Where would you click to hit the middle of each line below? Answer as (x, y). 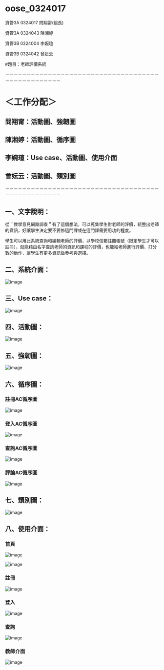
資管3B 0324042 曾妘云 (29, 54)
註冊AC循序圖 (21, 399)
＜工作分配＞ (31, 102)
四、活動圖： (24, 327)
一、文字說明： (28, 212)
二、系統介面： (28, 270)
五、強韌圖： (24, 355)
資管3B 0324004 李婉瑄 (29, 43)
